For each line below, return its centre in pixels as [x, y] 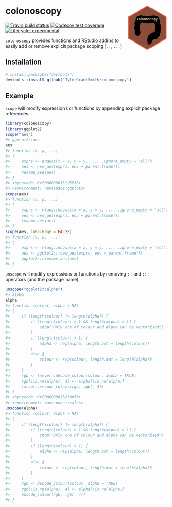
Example [19, 96]
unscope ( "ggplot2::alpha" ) [34, 289]
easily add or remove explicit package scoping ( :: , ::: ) [64, 46]
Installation [24, 62]
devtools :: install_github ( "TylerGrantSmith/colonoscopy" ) [68, 80]
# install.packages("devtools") [40, 74]
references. [17, 114]
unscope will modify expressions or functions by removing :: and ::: [78, 273]
